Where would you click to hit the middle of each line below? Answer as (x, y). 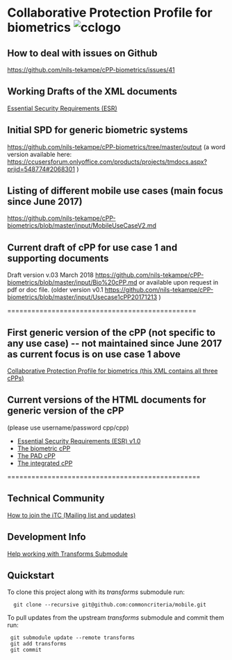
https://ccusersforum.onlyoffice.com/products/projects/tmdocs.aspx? (107, 162)
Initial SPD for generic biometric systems (98, 130)
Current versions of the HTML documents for (107, 400)
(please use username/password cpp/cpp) (68, 428)
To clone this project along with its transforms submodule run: (96, 592)
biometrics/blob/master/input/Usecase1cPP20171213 (82, 297)
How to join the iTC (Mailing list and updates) (72, 515)
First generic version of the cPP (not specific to (111, 332)
